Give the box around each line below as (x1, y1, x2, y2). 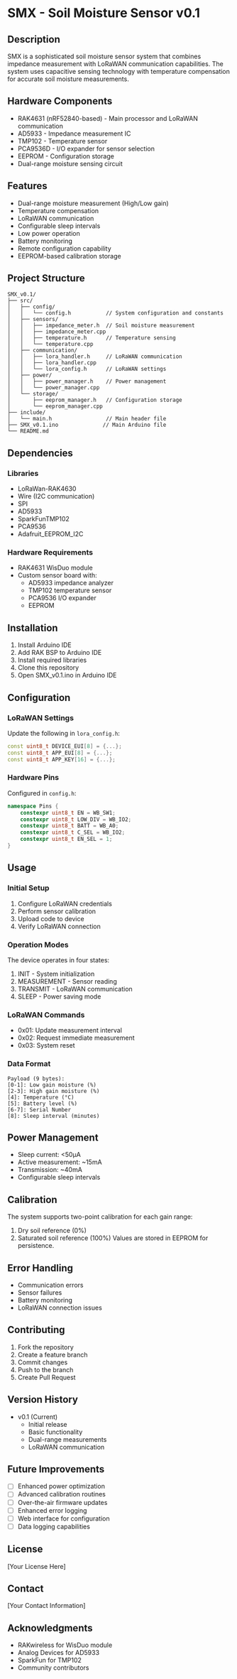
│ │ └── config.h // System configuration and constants (7, 310, 224, 317)
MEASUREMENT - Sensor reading (17, 977, 117, 985)
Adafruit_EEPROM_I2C (17, 530, 84, 538)
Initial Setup (7, 883, 50, 893)
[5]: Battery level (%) (7, 1099, 78, 1107)
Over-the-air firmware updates (17, 1498, 108, 1506)
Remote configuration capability (17, 244, 111, 253)
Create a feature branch (17, 1350, 88, 1359)
